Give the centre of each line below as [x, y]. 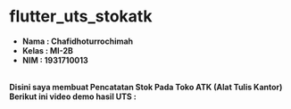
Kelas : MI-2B [48, 50]
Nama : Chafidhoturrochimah [78, 41]
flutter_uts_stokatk [81, 17]
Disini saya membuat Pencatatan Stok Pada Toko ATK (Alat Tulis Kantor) [146, 87]
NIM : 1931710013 [55, 60]
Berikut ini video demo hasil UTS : [73, 96]
